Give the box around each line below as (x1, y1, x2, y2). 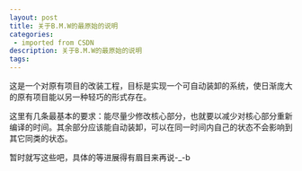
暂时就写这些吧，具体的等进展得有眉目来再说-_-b (9, 152, 191, 162)
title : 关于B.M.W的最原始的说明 (9, 21, 119, 30)
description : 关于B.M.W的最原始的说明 (9, 47, 142, 56)
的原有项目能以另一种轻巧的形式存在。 (9, 91, 151, 102)
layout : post (9, 13, 58, 22)
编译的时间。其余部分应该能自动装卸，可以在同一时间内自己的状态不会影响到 (9, 122, 293, 133)
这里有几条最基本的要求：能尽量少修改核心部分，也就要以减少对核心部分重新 (9, 111, 293, 121)
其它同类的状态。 (9, 133, 73, 143)
